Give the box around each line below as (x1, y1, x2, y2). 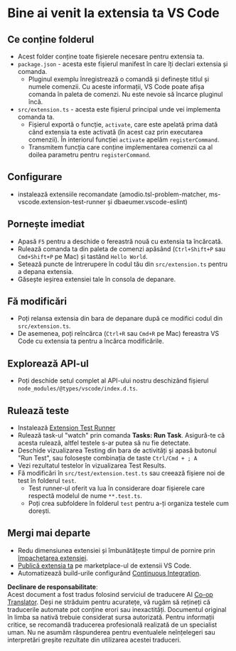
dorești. (28, 507, 51, 515)
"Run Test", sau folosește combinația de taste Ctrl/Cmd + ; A (17, 454, 198, 462)
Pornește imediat (7, 218, 85, 231)
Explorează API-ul (7, 357, 89, 369)
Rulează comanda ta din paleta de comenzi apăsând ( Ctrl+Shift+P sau (17, 244, 226, 253)
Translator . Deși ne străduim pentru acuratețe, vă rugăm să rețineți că (7, 598, 211, 606)
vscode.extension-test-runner (17, 197, 107, 206)
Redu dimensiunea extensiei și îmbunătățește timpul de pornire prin (17, 546, 215, 554)
